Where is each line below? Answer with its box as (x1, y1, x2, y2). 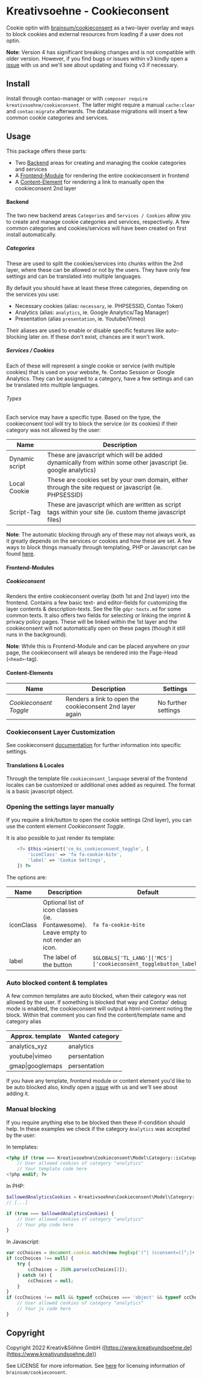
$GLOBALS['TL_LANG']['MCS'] (92, 955, 173, 961)
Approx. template (10, 1032, 61, 1041)
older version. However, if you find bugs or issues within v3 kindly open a (6, 55, 188, 62)
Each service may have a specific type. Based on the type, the (6, 413, 161, 420)
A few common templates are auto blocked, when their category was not (6, 992, 186, 1000)
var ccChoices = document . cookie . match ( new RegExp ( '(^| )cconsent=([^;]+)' (6, 1250, 200, 1256)
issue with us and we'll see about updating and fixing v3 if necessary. (6, 61, 179, 69)
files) (47, 515, 62, 524)
